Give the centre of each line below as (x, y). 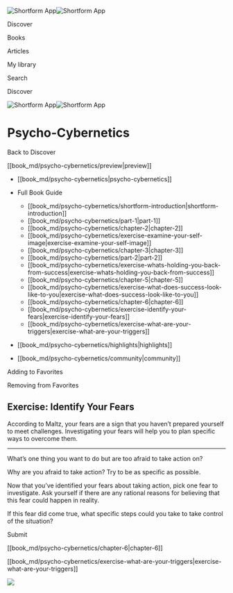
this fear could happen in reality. (53, 500)
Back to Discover (32, 152)
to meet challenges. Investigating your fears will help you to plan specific (111, 431)
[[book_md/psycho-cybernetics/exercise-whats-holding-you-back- (124, 265)
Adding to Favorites (35, 371)
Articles (18, 51)
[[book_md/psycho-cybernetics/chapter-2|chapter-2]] (105, 228)
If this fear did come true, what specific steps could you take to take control (115, 513)
